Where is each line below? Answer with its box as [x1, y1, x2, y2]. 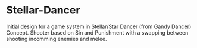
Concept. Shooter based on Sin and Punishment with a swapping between [6, 29, 189, 36]
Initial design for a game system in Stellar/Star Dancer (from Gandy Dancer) [6, 23, 192, 30]
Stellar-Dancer [6, 4, 80, 17]
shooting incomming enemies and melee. [6, 35, 107, 42]
